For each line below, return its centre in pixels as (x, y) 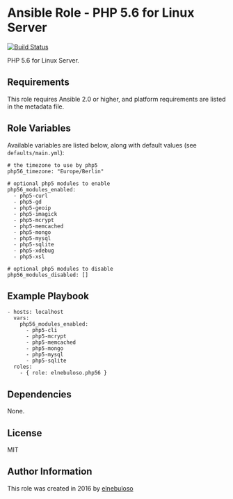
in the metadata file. (36, 106)
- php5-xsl (29, 256)
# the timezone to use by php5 (53, 165)
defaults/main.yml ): (36, 152)
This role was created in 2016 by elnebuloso (70, 488)
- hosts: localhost (35, 312)
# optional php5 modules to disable (60, 269)
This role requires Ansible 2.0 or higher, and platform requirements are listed (116, 99)
